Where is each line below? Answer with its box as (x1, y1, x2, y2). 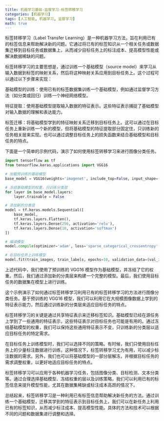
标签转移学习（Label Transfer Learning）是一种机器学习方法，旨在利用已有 (5, 35, 156, 41)
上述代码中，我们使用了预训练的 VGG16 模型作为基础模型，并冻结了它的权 (5, 267, 154, 272)
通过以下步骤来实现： (9, 76, 52, 82)
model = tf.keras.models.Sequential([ (5, 208, 84, 212)
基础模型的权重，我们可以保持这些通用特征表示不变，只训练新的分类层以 (9, 324, 155, 330)
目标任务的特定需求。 (9, 331, 52, 336)
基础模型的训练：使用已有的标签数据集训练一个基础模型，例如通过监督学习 (5, 86, 155, 92)
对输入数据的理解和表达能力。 (5, 109, 65, 115)
